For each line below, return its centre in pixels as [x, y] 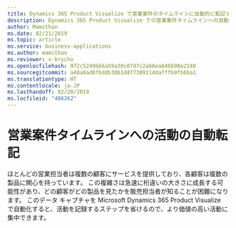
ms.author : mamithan [38, 53]
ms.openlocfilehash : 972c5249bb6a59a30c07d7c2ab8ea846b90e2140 [102, 66]
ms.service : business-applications [59, 46]
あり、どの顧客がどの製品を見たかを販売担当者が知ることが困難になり [127, 191]
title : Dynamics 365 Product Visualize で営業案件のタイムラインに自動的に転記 [117, 14]
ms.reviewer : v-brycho [40, 60]
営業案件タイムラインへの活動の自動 [112, 136]
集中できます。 [29, 217]
